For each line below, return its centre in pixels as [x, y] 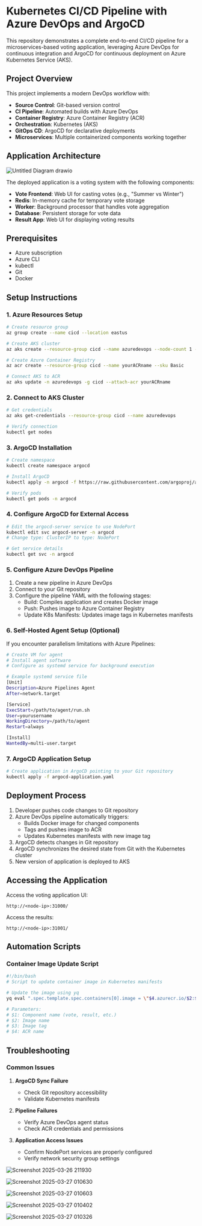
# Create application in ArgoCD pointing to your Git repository [90, 772]
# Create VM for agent [35, 655]
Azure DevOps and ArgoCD [76, 24]
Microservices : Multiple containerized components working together [100, 137]
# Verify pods [24, 493]
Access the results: [30, 917]
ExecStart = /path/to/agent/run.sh [48, 710]
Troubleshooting [38, 1050]
